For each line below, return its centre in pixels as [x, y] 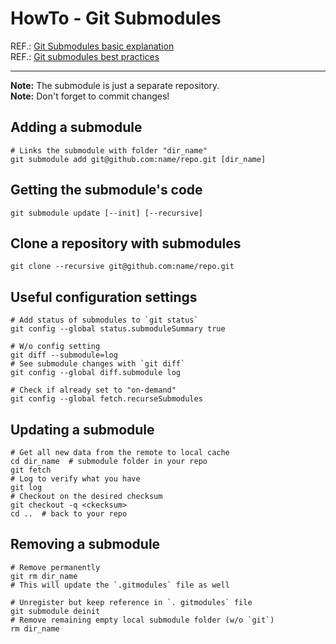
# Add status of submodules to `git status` [104, 320]
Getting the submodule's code [106, 190]
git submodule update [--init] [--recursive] [106, 213]
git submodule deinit [55, 611]
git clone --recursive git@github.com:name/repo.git [122, 267]
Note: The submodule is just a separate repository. [115, 85]
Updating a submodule [82, 429]
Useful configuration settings [104, 297]
